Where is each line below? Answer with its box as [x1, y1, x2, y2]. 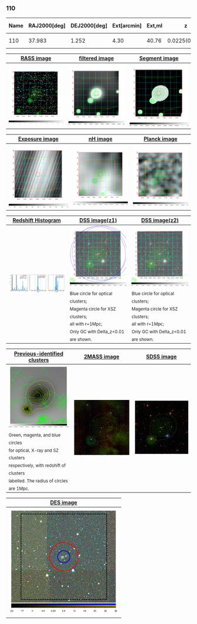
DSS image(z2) [141, 217, 179, 224]
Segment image [139, 55, 179, 62]
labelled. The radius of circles [8, 478, 69, 484]
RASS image [20, 55, 52, 62]
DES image [50, 499, 77, 506]
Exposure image [18, 135, 59, 143]
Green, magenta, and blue [8, 432, 61, 438]
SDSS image [146, 353, 177, 360]
